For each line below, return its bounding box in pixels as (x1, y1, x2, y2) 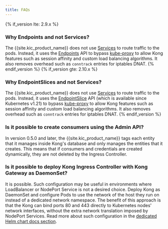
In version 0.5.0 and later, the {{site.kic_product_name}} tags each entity (5, 135, 155, 141)
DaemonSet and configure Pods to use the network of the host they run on (5, 191, 159, 197)
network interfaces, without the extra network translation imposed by (5, 207, 148, 213)
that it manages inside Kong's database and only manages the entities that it (5, 140, 163, 146)
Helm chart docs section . (5, 218, 57, 224)
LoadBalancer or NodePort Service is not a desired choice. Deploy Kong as (5, 186, 160, 192)
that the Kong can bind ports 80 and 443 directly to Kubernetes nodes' (5, 202, 152, 208)
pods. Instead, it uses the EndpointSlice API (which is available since (5, 95, 147, 101)
